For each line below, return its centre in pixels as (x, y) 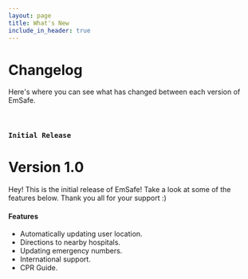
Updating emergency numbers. (71, 251)
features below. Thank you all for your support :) (88, 198)
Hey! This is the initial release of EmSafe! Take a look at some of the (120, 190)
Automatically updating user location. (81, 234)
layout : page (30, 16)
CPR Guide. (39, 268)
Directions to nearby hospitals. (70, 242)
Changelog (45, 70)
